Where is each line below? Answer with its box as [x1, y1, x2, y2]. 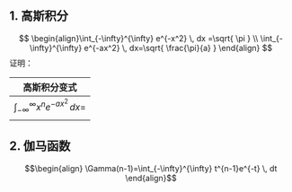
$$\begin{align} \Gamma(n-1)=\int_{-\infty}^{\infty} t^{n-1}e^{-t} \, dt [24, 162, 278, 173]
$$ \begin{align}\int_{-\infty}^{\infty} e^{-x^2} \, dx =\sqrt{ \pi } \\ [18, 32, 259, 43]
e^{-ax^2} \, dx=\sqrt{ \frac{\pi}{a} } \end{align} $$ [84, 42, 272, 53]
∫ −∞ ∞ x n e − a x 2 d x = [13, 97, 87, 115]
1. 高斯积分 [9, 8, 69, 24]
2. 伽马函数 [9, 138, 71, 154]
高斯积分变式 [22, 81, 78, 93]
